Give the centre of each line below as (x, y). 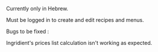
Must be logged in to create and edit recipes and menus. (75, 20)
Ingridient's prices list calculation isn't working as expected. (79, 43)
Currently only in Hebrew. (37, 9)
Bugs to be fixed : (28, 31)
